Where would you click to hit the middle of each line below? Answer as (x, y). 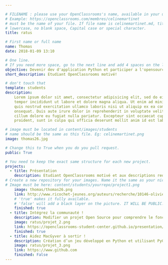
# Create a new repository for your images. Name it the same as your (80, 180)
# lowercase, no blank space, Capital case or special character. (76, 28)
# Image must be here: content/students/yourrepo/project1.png (72, 185)
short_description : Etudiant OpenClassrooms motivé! (61, 74)
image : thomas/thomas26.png (43, 189)
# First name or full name (33, 42)
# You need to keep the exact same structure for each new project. (78, 162)
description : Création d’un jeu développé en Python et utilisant (85, 241)
